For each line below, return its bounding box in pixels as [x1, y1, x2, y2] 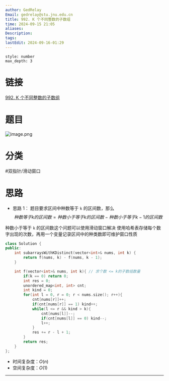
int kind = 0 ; [23, 288, 53, 293]
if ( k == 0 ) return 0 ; [23, 274, 69, 279]
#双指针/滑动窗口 [5, 168, 41, 174]
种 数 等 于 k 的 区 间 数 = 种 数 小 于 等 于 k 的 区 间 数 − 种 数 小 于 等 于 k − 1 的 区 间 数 [14, 214, 162, 220]
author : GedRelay [5, 7, 42, 13]
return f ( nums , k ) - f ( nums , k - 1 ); [23, 255, 103, 260]
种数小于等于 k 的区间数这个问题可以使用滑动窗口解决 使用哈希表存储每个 [5, 225, 157, 231]
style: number [5, 54, 35, 59]
